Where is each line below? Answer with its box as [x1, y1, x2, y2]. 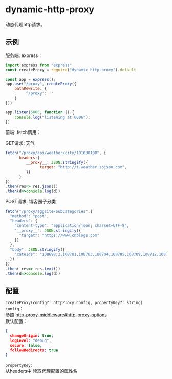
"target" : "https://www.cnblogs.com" [18, 233, 100, 238]
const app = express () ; [5, 77, 56, 82]
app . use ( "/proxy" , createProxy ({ [5, 81, 77, 87]
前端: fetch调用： [5, 129, 41, 136]
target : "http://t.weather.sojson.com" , [39, 165, 127, 170]
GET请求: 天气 [5, 140, 35, 146]
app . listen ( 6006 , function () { [5, 109, 74, 115]
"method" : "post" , [10, 214, 50, 219]
